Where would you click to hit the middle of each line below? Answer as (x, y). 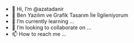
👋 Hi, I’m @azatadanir (38, 9)
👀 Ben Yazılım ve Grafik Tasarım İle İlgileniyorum (70, 15)
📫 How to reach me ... (39, 34)
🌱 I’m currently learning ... (43, 21)
